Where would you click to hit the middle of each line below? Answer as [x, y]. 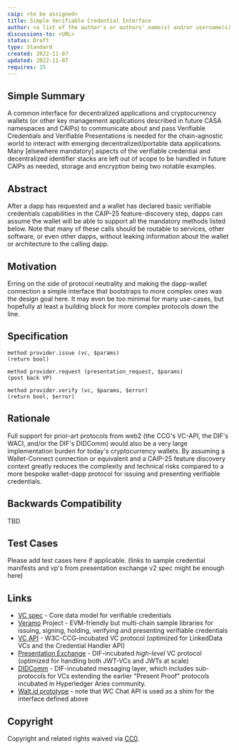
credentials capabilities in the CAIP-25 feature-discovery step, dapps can [115, 214]
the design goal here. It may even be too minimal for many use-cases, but [116, 299]
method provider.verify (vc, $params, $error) [78, 390]
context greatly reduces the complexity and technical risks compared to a [116, 466]
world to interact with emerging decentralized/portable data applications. [115, 144]
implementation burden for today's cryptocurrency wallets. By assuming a [116, 451]
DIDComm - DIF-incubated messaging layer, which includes [106, 669]
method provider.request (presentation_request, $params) [95, 371]
